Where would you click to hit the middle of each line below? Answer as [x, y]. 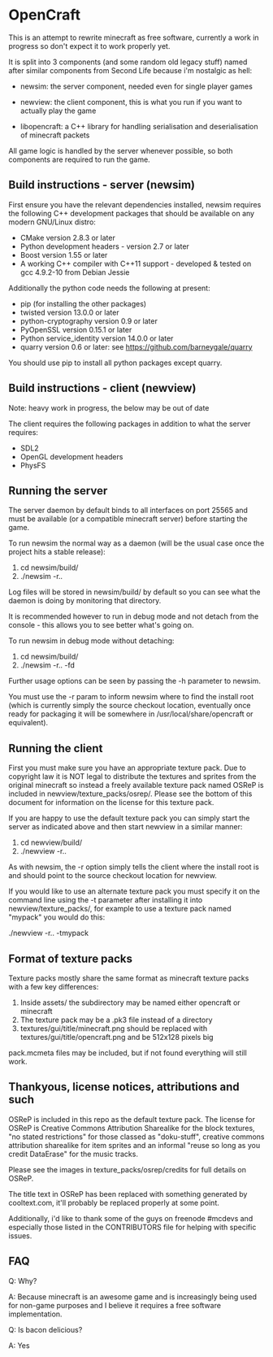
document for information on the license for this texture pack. [111, 802]
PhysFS [33, 465]
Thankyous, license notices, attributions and [124, 1087]
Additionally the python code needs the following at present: [109, 288]
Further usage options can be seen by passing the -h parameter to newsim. [135, 681]
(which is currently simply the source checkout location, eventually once [130, 706]
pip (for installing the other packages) [83, 303]
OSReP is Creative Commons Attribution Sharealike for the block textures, [132, 1128]
